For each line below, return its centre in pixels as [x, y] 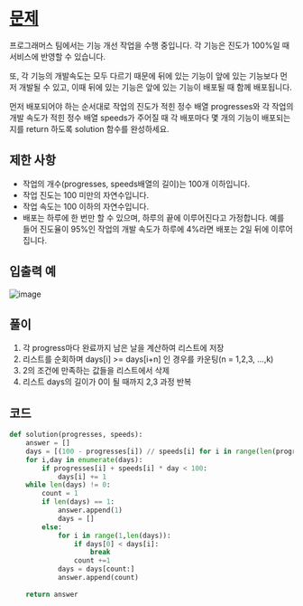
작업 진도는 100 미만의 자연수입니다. [86, 194]
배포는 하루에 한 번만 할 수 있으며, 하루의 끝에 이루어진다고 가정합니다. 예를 [153, 217]
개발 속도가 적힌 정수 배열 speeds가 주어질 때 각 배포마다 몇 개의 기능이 [134, 118]
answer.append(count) [98, 578]
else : [52, 527]
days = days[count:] [96, 569]
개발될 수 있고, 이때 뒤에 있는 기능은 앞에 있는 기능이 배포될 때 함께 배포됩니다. [156, 87]
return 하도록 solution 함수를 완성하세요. [97, 128]
